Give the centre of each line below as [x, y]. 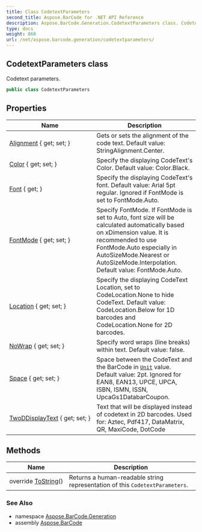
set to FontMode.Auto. [128, 200]
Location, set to [118, 287]
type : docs [20, 29]
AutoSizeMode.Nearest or [133, 255]
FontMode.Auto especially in [137, 247]
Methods [23, 451]
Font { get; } [26, 189]
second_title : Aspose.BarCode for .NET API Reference [75, 17]
